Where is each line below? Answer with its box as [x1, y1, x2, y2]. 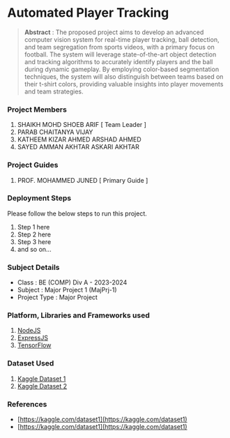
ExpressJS [17, 333, 49, 342]
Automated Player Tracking [7, 5, 169, 21]
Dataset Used [7, 358, 54, 368]
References [7, 399, 47, 409]
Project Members [7, 105, 68, 114]
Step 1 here [17, 222, 50, 231]
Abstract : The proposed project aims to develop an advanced [24, 28, 204, 36]
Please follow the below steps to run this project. [7, 209, 148, 218]
